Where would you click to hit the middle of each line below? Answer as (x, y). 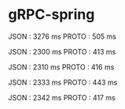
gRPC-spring (51, 15)
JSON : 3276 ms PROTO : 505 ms (62, 36)
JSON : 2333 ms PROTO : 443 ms (63, 82)
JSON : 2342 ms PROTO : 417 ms (62, 97)
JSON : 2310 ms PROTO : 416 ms (61, 67)
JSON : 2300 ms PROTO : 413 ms (62, 51)
